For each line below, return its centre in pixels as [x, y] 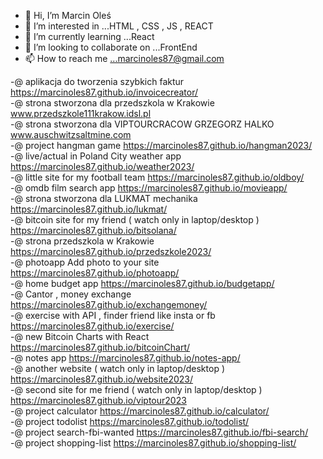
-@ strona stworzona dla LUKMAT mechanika [104, 198]
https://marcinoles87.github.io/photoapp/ [95, 273]
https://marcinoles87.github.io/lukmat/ [89, 209]
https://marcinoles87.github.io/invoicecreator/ [104, 92]
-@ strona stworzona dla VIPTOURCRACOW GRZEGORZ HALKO [142, 124]
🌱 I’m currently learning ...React [89, 36]
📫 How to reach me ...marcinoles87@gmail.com [124, 58]
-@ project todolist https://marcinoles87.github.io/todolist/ [130, 421]
